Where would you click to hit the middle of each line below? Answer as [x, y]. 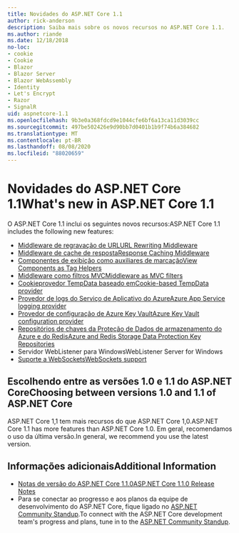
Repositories [36, 344]
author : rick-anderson [41, 21]
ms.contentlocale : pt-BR [44, 140]
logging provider [42, 306]
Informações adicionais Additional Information [112, 466]
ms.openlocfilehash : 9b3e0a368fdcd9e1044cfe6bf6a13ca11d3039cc [103, 120]
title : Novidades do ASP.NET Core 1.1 [65, 14]
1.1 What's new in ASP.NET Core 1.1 [111, 204]
